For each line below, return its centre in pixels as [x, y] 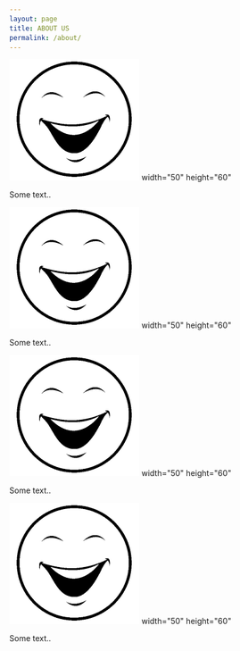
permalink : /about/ [46, 38]
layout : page [33, 19]
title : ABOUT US [39, 28]
